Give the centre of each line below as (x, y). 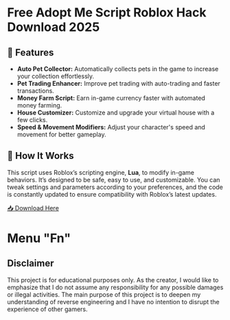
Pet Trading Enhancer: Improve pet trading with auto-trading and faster (119, 83)
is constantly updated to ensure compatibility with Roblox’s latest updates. (112, 194)
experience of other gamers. (47, 309)
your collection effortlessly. (56, 76)
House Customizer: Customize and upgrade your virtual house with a (116, 112)
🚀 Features (31, 52)
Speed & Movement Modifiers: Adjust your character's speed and (111, 127)
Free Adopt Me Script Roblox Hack (107, 13)
